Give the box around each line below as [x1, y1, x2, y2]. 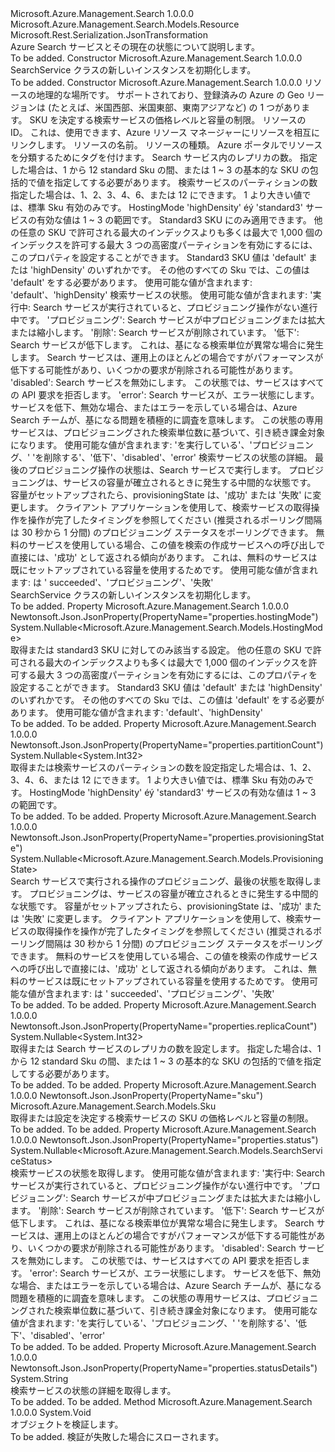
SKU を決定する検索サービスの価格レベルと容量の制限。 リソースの [29, 114, 307, 126]
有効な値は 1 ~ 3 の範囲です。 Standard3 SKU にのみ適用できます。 [36, 214, 312, 226]
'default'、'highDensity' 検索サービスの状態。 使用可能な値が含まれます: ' [10, 289, 313, 301]
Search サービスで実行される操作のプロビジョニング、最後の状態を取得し [10, 875, 313, 887]
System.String [10, 1373, 69, 1384]
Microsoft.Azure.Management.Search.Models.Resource [10, 18, 240, 30]
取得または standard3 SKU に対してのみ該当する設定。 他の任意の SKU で [10, 644, 313, 656]
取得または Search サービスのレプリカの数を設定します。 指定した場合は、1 [10, 1043, 322, 1054]
